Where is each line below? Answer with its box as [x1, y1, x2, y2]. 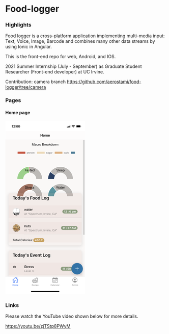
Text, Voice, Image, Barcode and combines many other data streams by [5, 38, 155, 44]
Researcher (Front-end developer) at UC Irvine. [5, 69, 104, 75]
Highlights [5, 21, 32, 29]
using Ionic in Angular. [5, 44, 52, 50]
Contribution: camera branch [5, 79, 66, 85]
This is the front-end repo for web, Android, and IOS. [5, 54, 116, 60]
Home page [5, 110, 31, 115]
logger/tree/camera [5, 84, 46, 90]
